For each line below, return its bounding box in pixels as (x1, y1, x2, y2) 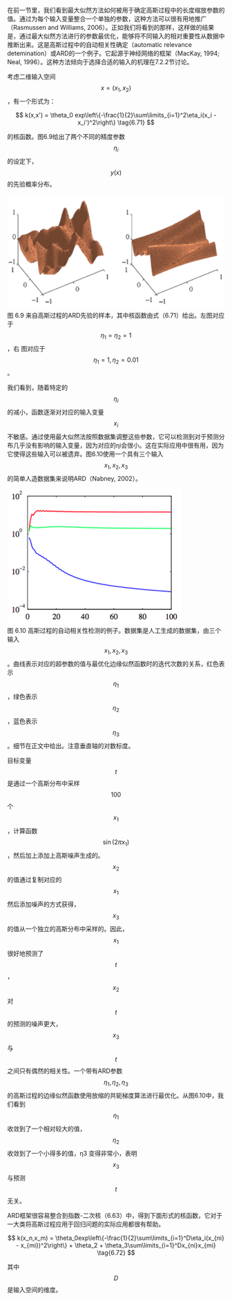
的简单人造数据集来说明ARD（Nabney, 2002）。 (7, 474, 142, 482)
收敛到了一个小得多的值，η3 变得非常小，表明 (7, 1149, 137, 1157)
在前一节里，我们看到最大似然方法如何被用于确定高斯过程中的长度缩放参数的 (7, 6, 225, 14)
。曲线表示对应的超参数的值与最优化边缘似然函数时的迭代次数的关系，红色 (7, 659, 219, 668)
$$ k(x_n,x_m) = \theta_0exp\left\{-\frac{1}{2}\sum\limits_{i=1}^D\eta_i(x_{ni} (8, 1234, 224, 1242)
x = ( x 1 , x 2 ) (100, 84, 132, 93)
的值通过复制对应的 (7, 876, 62, 884)
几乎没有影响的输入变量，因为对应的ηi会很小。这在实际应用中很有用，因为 (12, 441, 224, 450)
